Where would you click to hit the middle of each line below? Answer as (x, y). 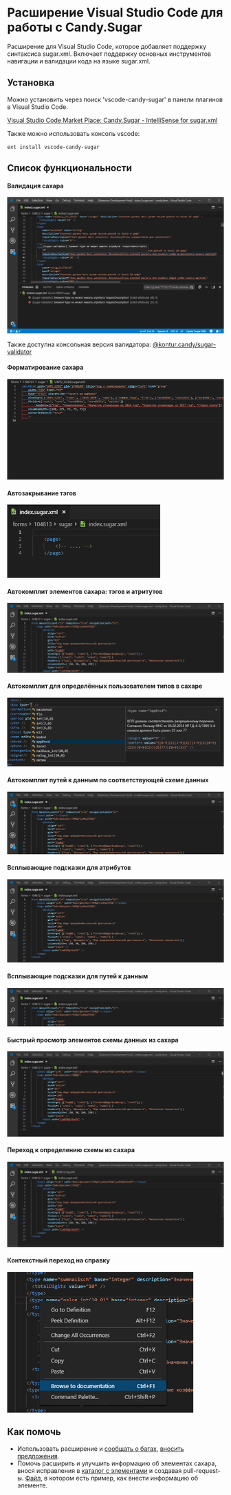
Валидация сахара (35, 186)
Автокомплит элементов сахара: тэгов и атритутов (85, 591)
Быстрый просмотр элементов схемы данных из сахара (93, 1040)
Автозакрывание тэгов (42, 493)
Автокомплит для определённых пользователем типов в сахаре (105, 686)
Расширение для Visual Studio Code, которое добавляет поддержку (107, 46)
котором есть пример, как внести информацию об (124, 1478)
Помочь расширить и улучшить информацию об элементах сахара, (117, 1463)
